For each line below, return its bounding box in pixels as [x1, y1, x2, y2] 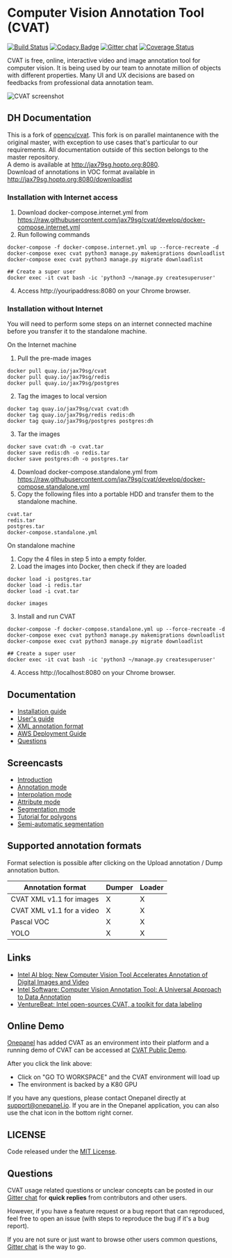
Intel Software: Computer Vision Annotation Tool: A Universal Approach [17, 985, 222, 993]
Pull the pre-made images [17, 354, 92, 363]
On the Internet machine [7, 341, 77, 349]
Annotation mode [17, 782, 67, 791]
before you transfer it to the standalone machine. [7, 327, 147, 336]
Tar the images [17, 430, 60, 438]
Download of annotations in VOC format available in [7, 167, 155, 176]
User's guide [17, 715, 54, 723]
